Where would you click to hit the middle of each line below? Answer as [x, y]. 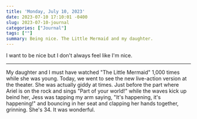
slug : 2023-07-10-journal [38, 22]
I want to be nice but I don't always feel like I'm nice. [69, 55]
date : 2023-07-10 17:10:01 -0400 [47, 17]
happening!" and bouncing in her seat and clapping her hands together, [92, 103]
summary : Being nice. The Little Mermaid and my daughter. [80, 39]
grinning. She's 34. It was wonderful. [51, 110]
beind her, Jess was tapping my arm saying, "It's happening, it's [84, 97]
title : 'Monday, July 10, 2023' [45, 11]
